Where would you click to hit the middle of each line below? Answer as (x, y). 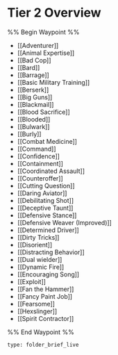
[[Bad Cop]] (34, 60)
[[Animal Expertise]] (46, 53)
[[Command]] (37, 149)
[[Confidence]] (39, 156)
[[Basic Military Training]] (53, 82)
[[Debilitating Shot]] (45, 200)
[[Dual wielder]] (40, 259)
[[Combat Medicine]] (47, 141)
